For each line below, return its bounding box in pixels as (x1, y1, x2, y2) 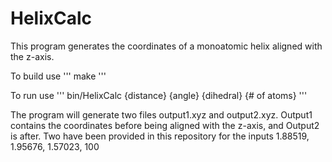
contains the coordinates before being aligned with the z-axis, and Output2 (10, 119, 320, 131)
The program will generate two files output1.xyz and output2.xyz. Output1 (10, 108, 313, 121)
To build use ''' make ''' (10, 70, 107, 82)
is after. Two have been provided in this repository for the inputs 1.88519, (10, 130, 310, 142)
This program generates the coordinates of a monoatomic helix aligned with (10, 40, 323, 52)
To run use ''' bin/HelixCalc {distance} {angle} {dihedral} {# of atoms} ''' (10, 89, 308, 101)
